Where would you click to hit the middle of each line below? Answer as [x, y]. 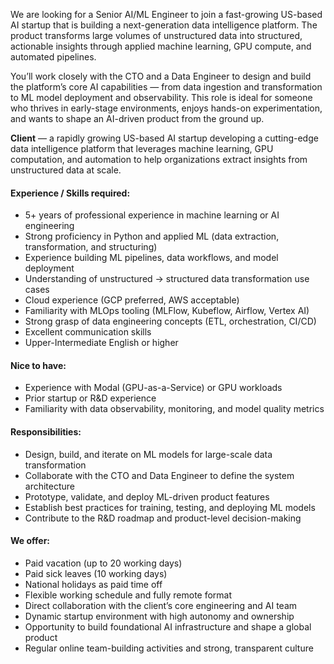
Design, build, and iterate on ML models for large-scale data [148, 454]
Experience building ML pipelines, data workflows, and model [151, 258]
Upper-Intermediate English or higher [101, 343]
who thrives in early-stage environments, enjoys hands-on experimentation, [166, 108]
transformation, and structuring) [91, 247]
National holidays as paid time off [93, 584]
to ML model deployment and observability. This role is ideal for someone [161, 97]
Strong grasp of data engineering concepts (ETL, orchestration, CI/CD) [170, 321]
